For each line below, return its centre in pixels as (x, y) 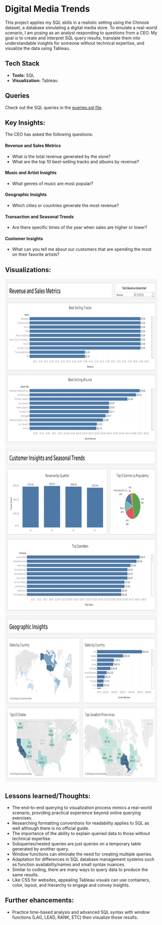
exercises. (22, 818)
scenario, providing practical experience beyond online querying (76, 813)
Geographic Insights (26, 195)
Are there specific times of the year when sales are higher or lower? (80, 228)
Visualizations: (28, 270)
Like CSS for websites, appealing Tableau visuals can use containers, (81, 880)
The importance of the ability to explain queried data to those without (81, 834)
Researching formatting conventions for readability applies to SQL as (81, 823)
